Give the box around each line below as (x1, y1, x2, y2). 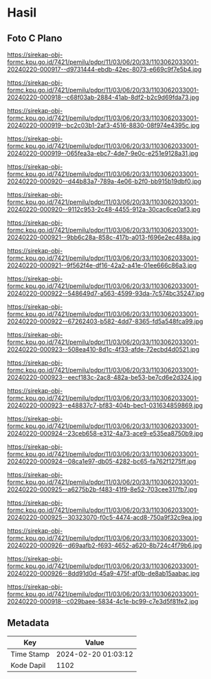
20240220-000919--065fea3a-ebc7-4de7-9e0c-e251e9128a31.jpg (7, 150, 199, 157)
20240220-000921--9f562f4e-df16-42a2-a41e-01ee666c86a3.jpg (7, 261, 197, 270)
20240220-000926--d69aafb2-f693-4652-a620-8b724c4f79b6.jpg (7, 541, 203, 549)
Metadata (7, 617, 49, 629)
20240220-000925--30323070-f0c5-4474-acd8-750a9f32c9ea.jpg (7, 514, 203, 521)
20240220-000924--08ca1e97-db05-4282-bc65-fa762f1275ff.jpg (7, 457, 197, 465)
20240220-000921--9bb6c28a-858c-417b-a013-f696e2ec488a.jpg (7, 233, 201, 241)
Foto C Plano (7, 32, 63, 44)
